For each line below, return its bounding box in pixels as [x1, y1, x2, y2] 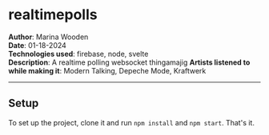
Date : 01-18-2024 [8, 40, 66, 50]
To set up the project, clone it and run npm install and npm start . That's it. [8, 117, 255, 127]
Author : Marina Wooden [8, 32, 89, 42]
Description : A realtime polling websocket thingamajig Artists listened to [8, 58, 251, 67]
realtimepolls [8, 6, 98, 24]
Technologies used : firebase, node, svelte [8, 49, 149, 58]
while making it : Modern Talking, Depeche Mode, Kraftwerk [8, 66, 207, 75]
